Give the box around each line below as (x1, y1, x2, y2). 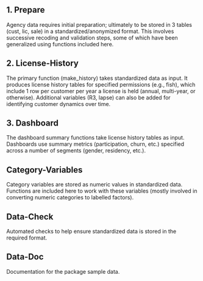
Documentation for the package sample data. (6, 268, 120, 275)
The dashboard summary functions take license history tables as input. (6, 134, 185, 141)
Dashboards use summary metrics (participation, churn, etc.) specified (6, 140, 185, 148)
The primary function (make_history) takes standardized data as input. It (6, 74, 188, 82)
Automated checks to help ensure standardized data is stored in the (6, 228, 177, 235)
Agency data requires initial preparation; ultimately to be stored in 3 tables (6, 21, 192, 28)
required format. (6, 234, 48, 241)
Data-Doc (6, 252, 44, 262)
